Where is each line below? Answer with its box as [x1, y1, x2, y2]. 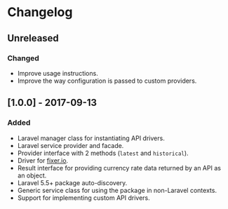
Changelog [7, 4, 73, 20]
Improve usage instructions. [17, 69, 98, 77]
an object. [17, 171, 47, 180]
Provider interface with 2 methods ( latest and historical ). [17, 149, 189, 157]
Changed [7, 53, 40, 63]
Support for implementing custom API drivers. [17, 194, 151, 202]
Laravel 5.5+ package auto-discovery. [17, 178, 128, 187]
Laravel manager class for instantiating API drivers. [17, 134, 165, 142]
